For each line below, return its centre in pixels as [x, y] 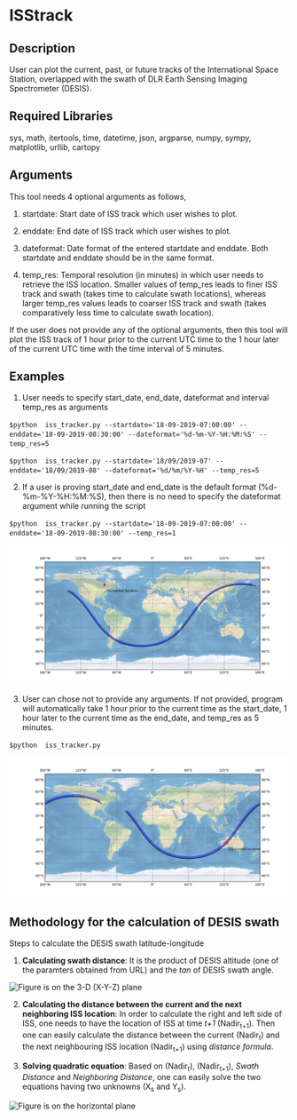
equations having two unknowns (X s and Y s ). [104, 1088]
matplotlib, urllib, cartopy [55, 147]
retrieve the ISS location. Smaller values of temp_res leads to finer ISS [149, 284]
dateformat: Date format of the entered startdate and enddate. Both [145, 248]
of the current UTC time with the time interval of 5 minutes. [117, 348]
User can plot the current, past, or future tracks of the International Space [144, 69]
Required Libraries [61, 116]
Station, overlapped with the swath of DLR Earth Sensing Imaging [129, 79]
